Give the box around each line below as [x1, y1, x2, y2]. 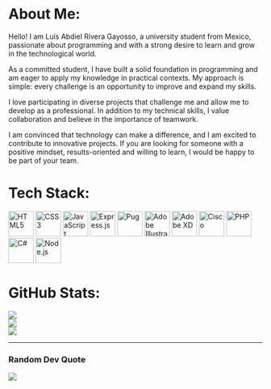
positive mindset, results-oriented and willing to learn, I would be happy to [8, 147, 255, 157]
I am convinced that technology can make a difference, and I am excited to [8, 130, 256, 140]
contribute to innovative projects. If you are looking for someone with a [8, 138, 244, 148]
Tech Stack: [8, 184, 90, 203]
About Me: [8, 5, 81, 23]
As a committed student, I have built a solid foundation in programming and [8, 64, 258, 73]
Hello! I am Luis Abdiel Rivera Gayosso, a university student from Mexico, [8, 31, 252, 41]
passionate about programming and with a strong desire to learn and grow [8, 40, 256, 49]
